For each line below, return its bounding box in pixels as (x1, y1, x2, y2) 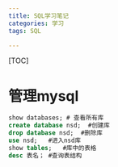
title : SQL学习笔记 (8, 11, 70, 20)
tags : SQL (8, 27, 42, 35)
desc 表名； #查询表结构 (8, 151, 82, 160)
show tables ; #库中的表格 (8, 144, 97, 152)
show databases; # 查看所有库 (8, 114, 104, 122)
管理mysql (8, 86, 79, 105)
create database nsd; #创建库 (8, 122, 111, 130)
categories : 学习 (8, 19, 65, 27)
